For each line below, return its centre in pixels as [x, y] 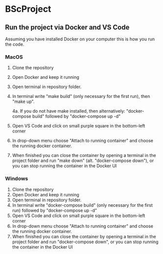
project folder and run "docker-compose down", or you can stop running [85, 242]
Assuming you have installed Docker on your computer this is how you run [80, 39]
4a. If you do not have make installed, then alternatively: [69, 111]
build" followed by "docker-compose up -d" [76, 116]
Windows [17, 179]
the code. [15, 44]
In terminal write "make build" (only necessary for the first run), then [81, 96]
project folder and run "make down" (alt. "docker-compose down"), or [83, 160]
